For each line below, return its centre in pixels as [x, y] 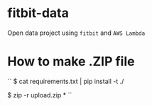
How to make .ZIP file [71, 62]
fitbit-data [38, 13]
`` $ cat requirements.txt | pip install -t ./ [66, 81]
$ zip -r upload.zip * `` [40, 95]
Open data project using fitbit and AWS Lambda [76, 33]
